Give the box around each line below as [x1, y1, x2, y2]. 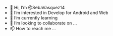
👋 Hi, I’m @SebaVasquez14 [9, 5, 65, 10]
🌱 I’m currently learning [9, 15, 58, 20]
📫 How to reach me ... [9, 26, 56, 31]
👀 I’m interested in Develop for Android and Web [9, 10, 109, 16]
